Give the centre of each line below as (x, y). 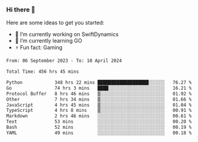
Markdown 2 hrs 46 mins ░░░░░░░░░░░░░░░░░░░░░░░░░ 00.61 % (99, 116)
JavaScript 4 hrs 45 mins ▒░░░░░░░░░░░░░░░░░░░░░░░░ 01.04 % (99, 105)
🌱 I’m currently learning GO (48, 41)
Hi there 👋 (21, 10)
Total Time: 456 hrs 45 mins (43, 72)
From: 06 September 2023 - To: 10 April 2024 (64, 61)
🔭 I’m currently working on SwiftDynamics (67, 34)
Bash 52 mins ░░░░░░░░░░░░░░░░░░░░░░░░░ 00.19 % (99, 128)
